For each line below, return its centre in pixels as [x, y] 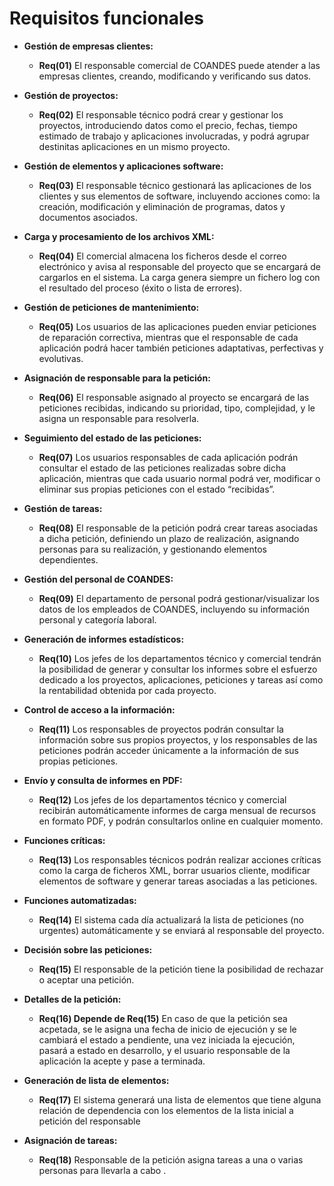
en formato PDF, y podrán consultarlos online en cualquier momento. [181, 821]
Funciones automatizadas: [80, 900]
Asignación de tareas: [70, 1140]
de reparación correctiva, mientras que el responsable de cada [168, 337]
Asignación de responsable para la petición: [117, 378]
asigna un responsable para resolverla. [119, 418]
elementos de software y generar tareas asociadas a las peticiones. [178, 881]
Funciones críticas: [64, 840]
